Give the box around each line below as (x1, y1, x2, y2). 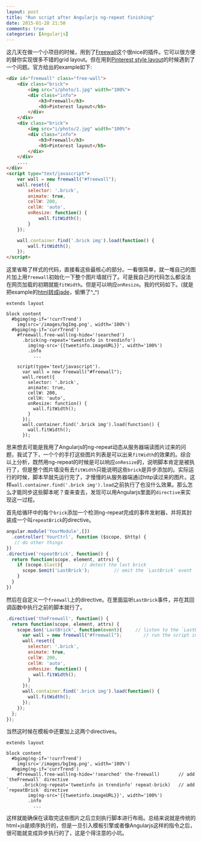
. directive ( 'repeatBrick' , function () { (6, 551, 109, 557)
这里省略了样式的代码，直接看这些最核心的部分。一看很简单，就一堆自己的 (6, 266, 191, 273)
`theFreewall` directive (6, 777, 69, 783)
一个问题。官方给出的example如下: (6, 64, 92, 71)
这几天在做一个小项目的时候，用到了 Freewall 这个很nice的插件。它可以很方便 (6, 49, 195, 56)
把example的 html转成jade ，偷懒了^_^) (6, 288, 100, 296)
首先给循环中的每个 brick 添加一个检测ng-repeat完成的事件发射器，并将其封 (6, 509, 192, 516)
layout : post (6, 8, 39, 15)
